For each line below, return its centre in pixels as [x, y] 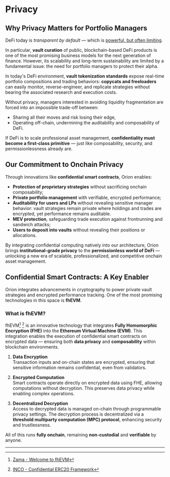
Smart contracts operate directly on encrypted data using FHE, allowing [87, 383]
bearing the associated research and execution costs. [61, 92]
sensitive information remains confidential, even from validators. [79, 367]
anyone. [14, 440]
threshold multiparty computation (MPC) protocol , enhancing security [87, 419]
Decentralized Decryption [40, 403]
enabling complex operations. [44, 393]
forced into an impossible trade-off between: [52, 107]
